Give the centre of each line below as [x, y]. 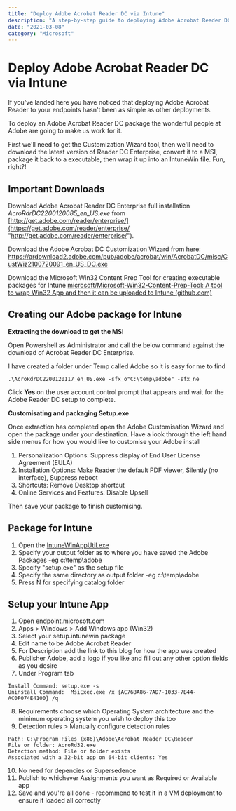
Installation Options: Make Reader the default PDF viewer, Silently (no [118, 470]
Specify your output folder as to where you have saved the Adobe [113, 552]
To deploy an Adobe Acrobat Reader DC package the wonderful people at [114, 123]
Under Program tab [46, 673]
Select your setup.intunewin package [72, 636]
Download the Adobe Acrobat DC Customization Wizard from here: [105, 249]
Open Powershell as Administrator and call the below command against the [116, 345]
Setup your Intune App [58, 604]
